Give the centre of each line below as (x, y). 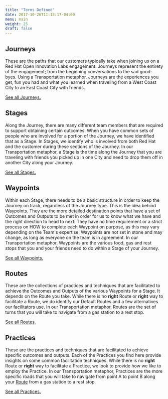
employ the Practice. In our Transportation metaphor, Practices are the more (84, 371)
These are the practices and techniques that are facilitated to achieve (77, 350)
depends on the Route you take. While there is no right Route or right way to (84, 296)
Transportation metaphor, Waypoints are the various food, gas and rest (78, 243)
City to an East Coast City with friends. (45, 87)
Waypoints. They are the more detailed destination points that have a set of (83, 211)
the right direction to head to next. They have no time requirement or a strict (84, 221)
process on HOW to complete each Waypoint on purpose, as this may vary (82, 227)
